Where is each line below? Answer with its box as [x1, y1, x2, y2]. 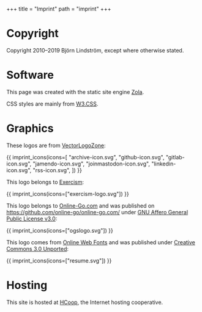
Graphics [6, 122, 54, 136]
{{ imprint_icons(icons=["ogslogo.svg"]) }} [6, 227, 113, 234]
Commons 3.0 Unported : [6, 245, 69, 252]
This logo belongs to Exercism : [6, 178, 84, 186]
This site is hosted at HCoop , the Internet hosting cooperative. [6, 299, 163, 306]
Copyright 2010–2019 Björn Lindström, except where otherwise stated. [6, 46, 184, 54]
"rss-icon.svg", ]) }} [32, 166, 83, 173]
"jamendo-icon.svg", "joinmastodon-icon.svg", [32, 160, 150, 167]
